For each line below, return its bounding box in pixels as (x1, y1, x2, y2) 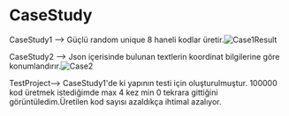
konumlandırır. (9, 61, 62, 71)
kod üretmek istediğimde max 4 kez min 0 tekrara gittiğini (9, 87, 218, 98)
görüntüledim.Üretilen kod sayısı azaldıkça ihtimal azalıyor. (9, 96, 222, 106)
